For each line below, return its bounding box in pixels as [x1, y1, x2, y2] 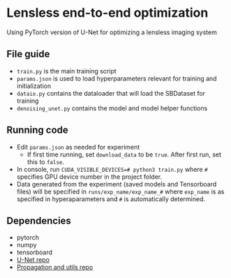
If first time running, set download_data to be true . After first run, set [27, 150, 221, 159]
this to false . [27, 157, 64, 166]
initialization [16, 82, 52, 90]
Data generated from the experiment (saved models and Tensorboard [16, 180, 217, 188]
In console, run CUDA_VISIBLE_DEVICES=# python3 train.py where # [16, 165, 208, 173]
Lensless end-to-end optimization [6, 5, 209, 21]
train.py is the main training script [16, 66, 117, 75]
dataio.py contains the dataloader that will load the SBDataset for [16, 89, 206, 97]
